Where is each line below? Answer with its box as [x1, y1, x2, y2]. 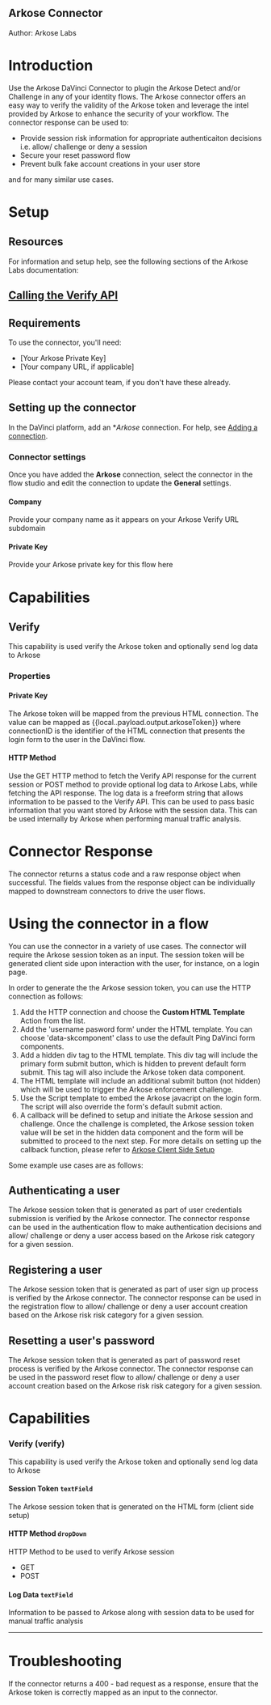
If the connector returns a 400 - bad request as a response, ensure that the [8, 1679, 259, 1689]
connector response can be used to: [8, 117, 129, 127]
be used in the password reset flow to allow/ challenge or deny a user [8, 1372, 240, 1382]
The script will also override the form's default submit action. [19, 1101, 223, 1111]
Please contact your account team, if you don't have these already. [8, 377, 231, 387]
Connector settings [8, 451, 86, 462]
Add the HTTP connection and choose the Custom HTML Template [19, 1007, 245, 1016]
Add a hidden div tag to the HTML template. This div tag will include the [19, 1050, 258, 1059]
